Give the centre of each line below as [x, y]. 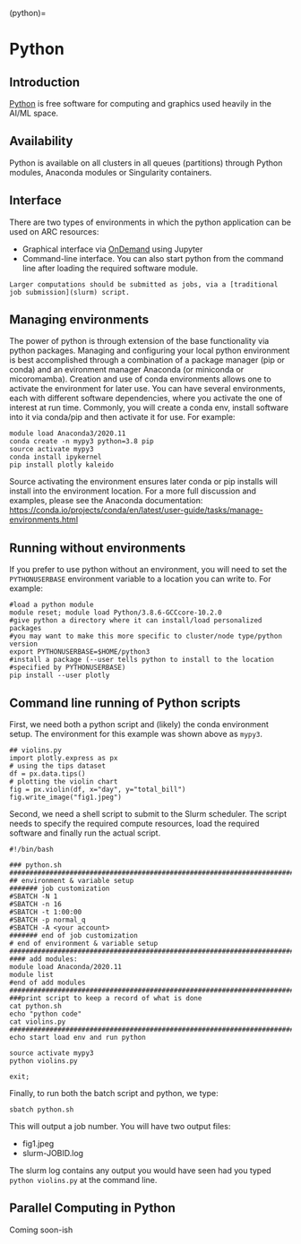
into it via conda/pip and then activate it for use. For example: [122, 417]
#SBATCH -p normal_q [48, 920]
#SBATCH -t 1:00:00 [46, 913]
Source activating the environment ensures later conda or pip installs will [143, 482]
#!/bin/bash [31, 850]
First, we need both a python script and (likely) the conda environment [139, 725]
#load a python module [52, 605]
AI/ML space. [34, 113]
